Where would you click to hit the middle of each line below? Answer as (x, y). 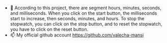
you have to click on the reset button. (49, 29)
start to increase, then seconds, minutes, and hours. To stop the (77, 18)
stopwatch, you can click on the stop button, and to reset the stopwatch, (86, 24)
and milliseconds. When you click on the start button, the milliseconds (83, 13)
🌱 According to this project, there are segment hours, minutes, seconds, (86, 8)
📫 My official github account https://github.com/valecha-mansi (77, 35)
